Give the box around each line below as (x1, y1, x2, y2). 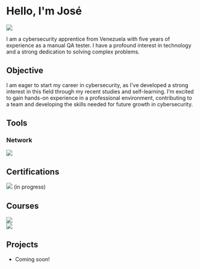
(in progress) (13, 183, 46, 190)
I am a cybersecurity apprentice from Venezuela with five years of (6, 35, 170, 43)
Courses (6, 201, 39, 211)
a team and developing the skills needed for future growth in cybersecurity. (6, 100, 193, 107)
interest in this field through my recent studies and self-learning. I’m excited (6, 88, 194, 95)
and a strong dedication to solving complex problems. (6, 48, 140, 55)
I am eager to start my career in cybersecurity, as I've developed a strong (6, 81, 189, 88)
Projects (6, 240, 39, 250)
